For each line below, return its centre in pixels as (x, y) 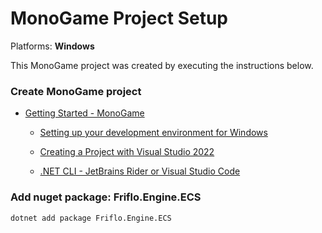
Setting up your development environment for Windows (153, 133)
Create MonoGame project (76, 91)
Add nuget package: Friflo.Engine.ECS (106, 197)
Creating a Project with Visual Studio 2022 (127, 152)
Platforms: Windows (52, 46)
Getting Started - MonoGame (84, 113)
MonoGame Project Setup (119, 18)
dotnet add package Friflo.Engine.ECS (91, 218)
